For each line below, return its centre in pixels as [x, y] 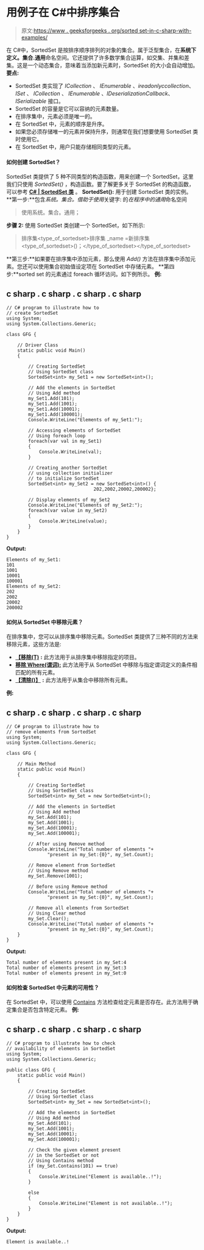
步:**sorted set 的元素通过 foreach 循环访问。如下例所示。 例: [84, 274]
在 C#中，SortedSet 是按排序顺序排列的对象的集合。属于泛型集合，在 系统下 [101, 50]
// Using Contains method [61, 1160]
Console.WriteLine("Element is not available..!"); [106, 1203]
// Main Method [37, 764]
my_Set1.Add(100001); [56, 414]
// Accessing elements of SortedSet [75, 430]
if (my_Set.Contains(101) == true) [73, 1166]
